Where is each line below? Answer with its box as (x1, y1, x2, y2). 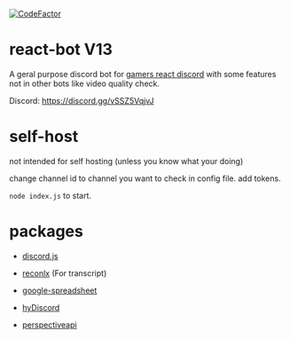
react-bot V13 (9, 40, 114, 59)
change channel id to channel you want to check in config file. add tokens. (9, 173, 281, 184)
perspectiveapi (21, 319, 77, 330)
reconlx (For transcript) (21, 267, 107, 279)
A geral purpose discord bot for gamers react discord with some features (9, 68, 277, 79)
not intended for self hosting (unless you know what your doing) (9, 155, 244, 166)
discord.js (21, 250, 59, 261)
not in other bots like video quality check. (9, 78, 161, 89)
